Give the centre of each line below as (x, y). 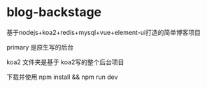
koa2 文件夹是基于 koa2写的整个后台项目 (65, 62)
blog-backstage (54, 12)
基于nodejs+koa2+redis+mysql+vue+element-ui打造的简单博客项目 (103, 32)
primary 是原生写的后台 (40, 47)
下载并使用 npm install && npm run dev (62, 77)
